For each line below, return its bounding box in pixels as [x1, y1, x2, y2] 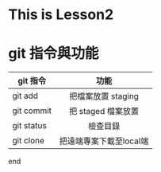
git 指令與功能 [8, 45, 99, 63]
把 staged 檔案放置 [68, 106, 140, 117]
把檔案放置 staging [68, 91, 139, 102]
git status [12, 120, 48, 131]
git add [12, 90, 38, 101]
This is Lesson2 [8, 6, 114, 24]
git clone [12, 135, 45, 147]
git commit [12, 105, 52, 116]
